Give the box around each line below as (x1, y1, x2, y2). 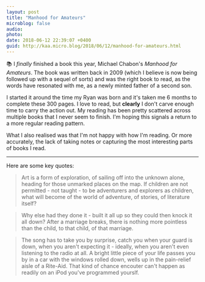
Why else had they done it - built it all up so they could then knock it (21, 211, 192, 219)
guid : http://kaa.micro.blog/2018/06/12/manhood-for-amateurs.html (6, 43, 182, 49)
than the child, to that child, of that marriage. (21, 224, 134, 232)
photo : (6, 32, 23, 38)
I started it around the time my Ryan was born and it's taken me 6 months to (6, 93, 197, 101)
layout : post (6, 9, 40, 15)
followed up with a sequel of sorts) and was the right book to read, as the (6, 75, 190, 82)
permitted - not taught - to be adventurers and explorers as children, (21, 187, 194, 194)
